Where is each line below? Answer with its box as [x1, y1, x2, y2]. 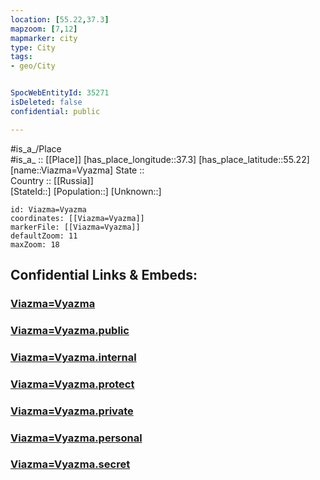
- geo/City [10, 61, 56, 71]
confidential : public [10, 106, 101, 116]
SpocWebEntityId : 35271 [10, 88, 110, 98]
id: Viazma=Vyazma [10, 204, 87, 215]
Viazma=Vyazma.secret [10, 457, 131, 471]
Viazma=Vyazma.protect [10, 377, 135, 391]
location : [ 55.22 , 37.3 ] [10, 14, 110, 25]
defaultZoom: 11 [10, 231, 78, 241]
